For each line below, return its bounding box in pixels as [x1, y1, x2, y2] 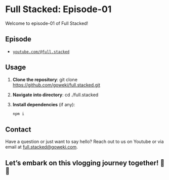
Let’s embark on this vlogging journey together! [5, 158, 159, 167]
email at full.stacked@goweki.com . [5, 144, 78, 150]
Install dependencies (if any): [12, 101, 75, 107]
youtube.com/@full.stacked [12, 49, 70, 54]
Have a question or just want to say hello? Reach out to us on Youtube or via [5, 139, 164, 145]
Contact [5, 125, 31, 133]
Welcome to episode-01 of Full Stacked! [5, 20, 89, 26]
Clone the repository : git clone [12, 76, 77, 82]
